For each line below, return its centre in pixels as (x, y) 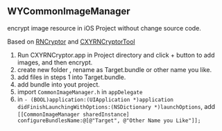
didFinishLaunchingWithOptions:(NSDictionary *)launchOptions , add (116, 106)
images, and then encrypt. (55, 62)
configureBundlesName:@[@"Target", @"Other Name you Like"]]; (109, 121)
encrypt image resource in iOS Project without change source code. (104, 28)
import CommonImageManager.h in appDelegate (80, 91)
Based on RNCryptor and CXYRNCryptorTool (71, 42)
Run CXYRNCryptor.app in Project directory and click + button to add (116, 55)
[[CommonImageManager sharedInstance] (73, 114)
